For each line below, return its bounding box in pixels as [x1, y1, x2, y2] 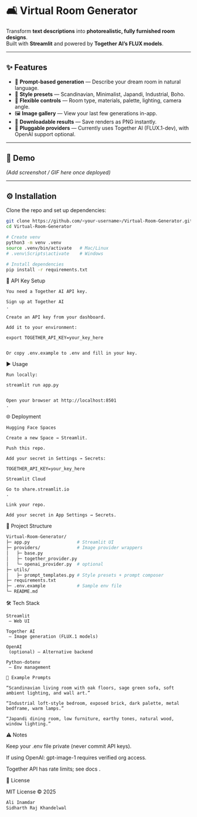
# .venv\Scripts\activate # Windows [6, 250, 104, 257]
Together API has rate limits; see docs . [6, 765, 101, 772]
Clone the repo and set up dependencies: [6, 207, 107, 214]
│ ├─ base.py [6, 550, 43, 556]
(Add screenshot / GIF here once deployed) [6, 169, 111, 176]
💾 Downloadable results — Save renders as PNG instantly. [14, 118, 157, 125]
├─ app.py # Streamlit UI [6, 539, 114, 546]
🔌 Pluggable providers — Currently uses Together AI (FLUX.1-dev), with [14, 124, 189, 132]
